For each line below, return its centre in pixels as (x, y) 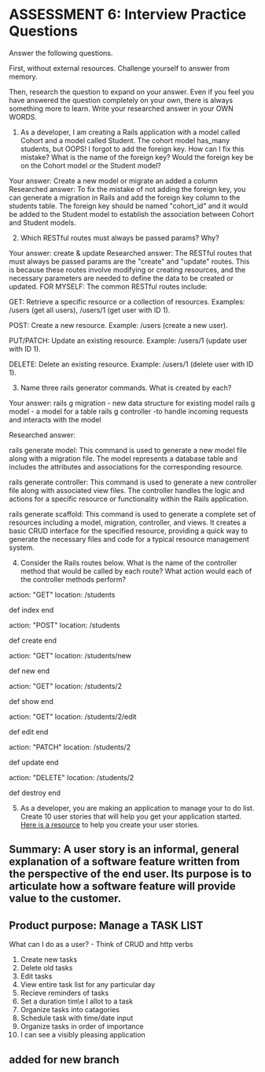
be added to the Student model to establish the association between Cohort (132, 214)
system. (22, 547)
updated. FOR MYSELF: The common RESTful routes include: (108, 286)
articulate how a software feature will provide (123, 886)
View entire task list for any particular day (88, 985)
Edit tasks (36, 976)
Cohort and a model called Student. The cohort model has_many (125, 140)
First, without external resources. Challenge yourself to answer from (120, 68)
